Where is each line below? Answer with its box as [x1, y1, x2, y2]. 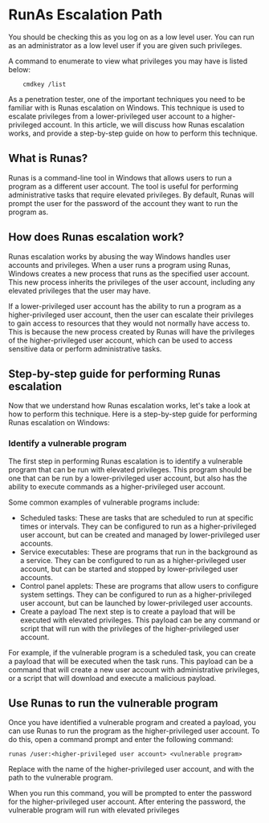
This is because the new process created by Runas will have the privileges [8, 326, 255, 336]
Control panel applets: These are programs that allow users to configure [19, 581, 259, 590]
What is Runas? [8, 152, 88, 165]
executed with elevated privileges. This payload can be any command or [19, 615, 261, 625]
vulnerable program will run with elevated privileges [8, 805, 180, 815]
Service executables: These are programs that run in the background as [19, 547, 259, 557]
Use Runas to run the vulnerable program [8, 696, 218, 711]
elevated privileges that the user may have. [8, 286, 151, 295]
